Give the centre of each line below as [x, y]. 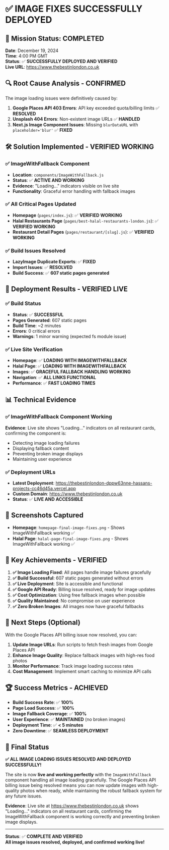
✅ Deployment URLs [30, 472]
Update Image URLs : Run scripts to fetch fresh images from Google [83, 645]
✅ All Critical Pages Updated [41, 204]
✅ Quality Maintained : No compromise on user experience [74, 601]
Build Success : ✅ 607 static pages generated [61, 273]
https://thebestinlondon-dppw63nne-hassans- [104, 483]
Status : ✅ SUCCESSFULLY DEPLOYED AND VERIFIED [61, 61]
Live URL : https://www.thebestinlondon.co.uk [52, 67]
